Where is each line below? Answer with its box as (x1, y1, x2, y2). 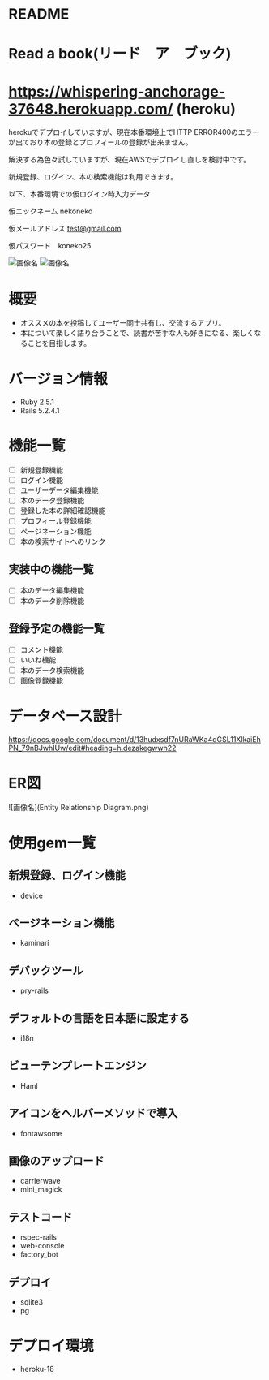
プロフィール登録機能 (19, 516, 92, 526)
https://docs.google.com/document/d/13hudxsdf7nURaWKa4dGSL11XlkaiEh (8, 734, 261, 744)
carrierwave (19, 1176, 61, 1186)
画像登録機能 (19, 675, 63, 685)
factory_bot (19, 1249, 59, 1259)
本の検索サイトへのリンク (19, 537, 106, 546)
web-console (19, 1241, 65, 1251)
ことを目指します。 (27, 339, 92, 348)
